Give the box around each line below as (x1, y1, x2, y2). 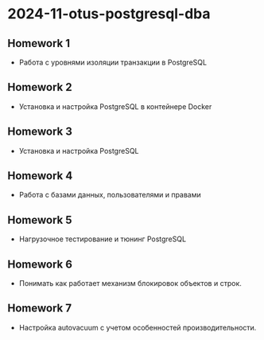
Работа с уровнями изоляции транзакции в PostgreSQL (18, 57, 208, 67)
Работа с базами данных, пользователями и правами (18, 190, 202, 200)
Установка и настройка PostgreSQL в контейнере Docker (18, 101, 212, 111)
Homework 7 (7, 302, 72, 315)
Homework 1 (7, 37, 71, 50)
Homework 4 (7, 169, 73, 183)
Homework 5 (7, 213, 72, 227)
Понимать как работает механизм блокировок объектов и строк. (18, 279, 242, 288)
